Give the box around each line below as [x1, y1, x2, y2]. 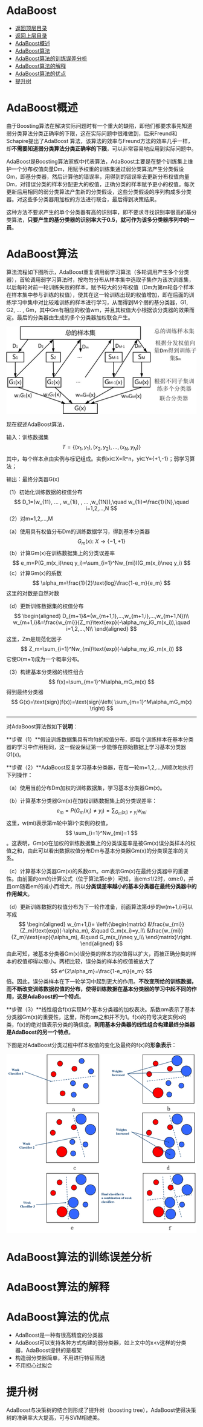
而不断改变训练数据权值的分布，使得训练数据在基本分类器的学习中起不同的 [6, 985, 192, 993]
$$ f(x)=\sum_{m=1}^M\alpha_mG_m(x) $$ [48, 678, 155, 685]
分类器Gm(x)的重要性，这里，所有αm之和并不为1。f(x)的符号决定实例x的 [6, 1013, 187, 1020]
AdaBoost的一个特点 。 [27, 993, 85, 1000]
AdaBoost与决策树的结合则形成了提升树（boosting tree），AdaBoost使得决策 [6, 1406, 196, 1414]
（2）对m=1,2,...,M [6, 514, 53, 522]
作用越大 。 [6, 890, 33, 897]
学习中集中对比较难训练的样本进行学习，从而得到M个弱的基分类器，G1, [11, 298, 188, 306]
